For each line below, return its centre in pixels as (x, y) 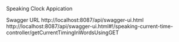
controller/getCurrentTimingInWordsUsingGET (63, 33)
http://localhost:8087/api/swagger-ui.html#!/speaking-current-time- (90, 26)
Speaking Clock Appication (40, 9)
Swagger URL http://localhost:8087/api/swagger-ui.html (75, 20)
